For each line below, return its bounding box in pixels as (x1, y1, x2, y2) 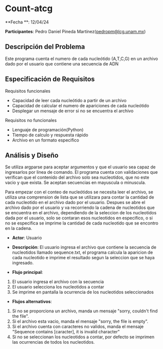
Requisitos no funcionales (5, 117, 57, 123)
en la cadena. (5, 226, 33, 231)
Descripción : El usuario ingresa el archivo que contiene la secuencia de (12, 245, 157, 250)
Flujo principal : (12, 269, 43, 275)
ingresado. (12, 260, 34, 266)
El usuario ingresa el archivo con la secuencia (12, 279, 104, 285)
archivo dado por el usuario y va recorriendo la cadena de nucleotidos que (5, 205, 155, 210)
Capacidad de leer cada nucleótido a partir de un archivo (12, 97, 127, 103)
